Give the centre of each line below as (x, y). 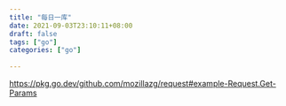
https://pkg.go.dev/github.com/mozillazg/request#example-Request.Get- (143, 83)
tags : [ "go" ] (33, 42)
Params (23, 93)
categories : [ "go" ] (45, 50)
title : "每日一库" (41, 17)
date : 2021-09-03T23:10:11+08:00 (71, 26)
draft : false (33, 34)
